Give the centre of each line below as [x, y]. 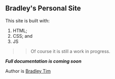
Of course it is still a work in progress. [71, 51]
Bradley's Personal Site [43, 8]
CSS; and [22, 36]
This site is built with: [28, 20]
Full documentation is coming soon [43, 61]
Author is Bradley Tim [28, 71]
